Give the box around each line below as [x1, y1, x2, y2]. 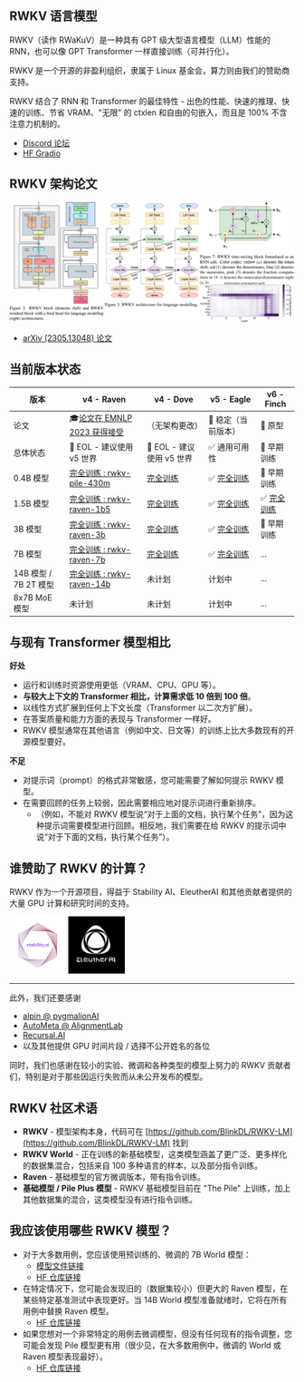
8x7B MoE [13, 592, 52, 603]
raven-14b [69, 579, 111, 589]
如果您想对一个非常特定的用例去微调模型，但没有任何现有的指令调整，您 [22, 1328, 292, 1339]
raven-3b [69, 529, 106, 540]
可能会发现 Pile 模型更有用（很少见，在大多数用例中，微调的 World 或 [22, 1339, 282, 1350]
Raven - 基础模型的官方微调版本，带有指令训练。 [22, 1171, 206, 1182]
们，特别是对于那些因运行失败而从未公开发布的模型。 [9, 1071, 208, 1082]
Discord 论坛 [22, 137, 71, 148]
